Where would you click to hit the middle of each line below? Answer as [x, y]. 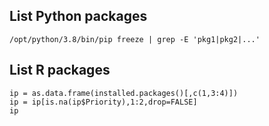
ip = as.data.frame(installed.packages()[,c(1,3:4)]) [124, 93]
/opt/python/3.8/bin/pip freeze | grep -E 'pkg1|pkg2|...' [135, 39]
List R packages [60, 70]
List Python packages [78, 16]
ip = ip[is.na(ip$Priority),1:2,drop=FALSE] [103, 102]
